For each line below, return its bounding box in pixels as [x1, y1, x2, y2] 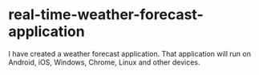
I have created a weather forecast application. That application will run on [8, 49, 251, 58]
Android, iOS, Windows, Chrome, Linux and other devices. [8, 57, 200, 67]
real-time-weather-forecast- [8, 6, 204, 24]
